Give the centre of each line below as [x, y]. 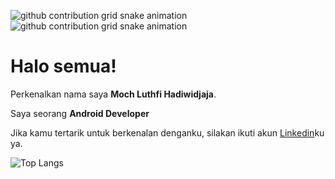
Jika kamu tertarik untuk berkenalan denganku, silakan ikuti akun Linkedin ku [167, 132]
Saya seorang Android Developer [80, 113]
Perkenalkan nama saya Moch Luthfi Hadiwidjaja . [113, 94]
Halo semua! [63, 66]
